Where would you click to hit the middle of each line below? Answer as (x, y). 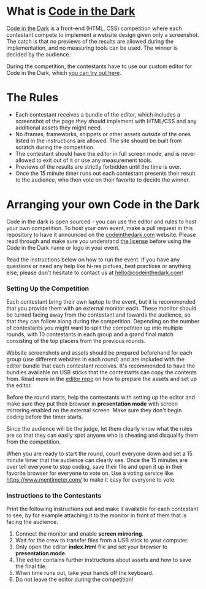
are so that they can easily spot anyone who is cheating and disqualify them (102, 435)
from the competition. (34, 442)
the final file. (31, 566)
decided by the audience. (39, 54)
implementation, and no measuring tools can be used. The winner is (92, 48)
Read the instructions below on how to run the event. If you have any (93, 260)
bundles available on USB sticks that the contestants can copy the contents (102, 372)
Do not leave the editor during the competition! (74, 579)
